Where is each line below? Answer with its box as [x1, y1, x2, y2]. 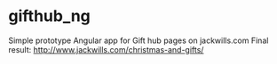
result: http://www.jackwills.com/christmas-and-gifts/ [8, 44, 204, 54]
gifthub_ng [8, 6, 91, 26]
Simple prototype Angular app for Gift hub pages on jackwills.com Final [8, 35, 269, 46]
